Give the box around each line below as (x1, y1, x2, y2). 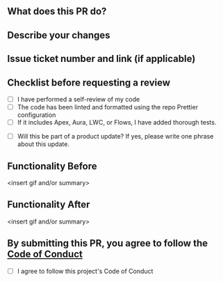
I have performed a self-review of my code (17, 95, 140, 103)
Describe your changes (7, 29, 110, 41)
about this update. (17, 140, 69, 148)
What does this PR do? (7, 6, 107, 17)
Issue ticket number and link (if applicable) (7, 53, 196, 65)
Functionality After (7, 198, 90, 211)
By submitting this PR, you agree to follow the (7, 237, 208, 249)
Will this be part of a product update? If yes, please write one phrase (17, 132, 214, 141)
